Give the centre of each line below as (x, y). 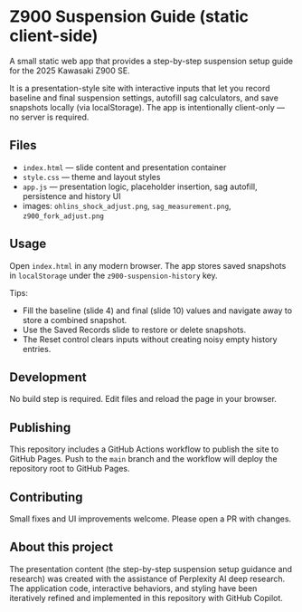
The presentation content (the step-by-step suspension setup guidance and (151, 569)
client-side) (54, 36)
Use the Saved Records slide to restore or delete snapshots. (134, 330)
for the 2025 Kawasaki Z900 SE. (70, 71)
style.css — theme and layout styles (91, 177)
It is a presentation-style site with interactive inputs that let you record (140, 88)
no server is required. (49, 117)
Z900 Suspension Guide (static (129, 17)
